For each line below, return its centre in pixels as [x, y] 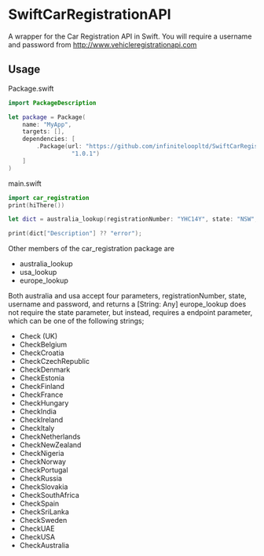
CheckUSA [37, 537]
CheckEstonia [42, 378]
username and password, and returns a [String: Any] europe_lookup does [127, 304]
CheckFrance [41, 395]
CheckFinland [42, 387]
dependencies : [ [49, 139]
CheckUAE [37, 528]
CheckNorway [43, 461]
